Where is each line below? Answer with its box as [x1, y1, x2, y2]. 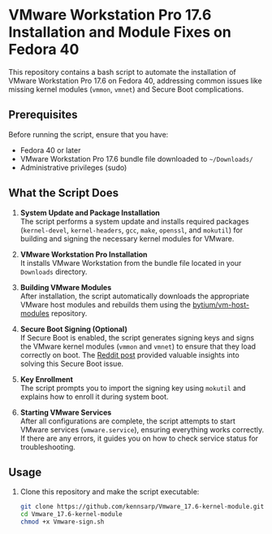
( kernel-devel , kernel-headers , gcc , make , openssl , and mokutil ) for [19, 225, 244, 235]
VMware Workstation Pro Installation [19, 250, 148, 259]
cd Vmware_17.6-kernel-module [19, 510, 123, 519]
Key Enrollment [19, 374, 73, 384]
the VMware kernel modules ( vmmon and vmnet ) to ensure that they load [19, 341, 257, 351]
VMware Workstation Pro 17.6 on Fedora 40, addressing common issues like [8, 76, 262, 85]
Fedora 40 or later [19, 145, 81, 155]
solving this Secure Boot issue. [19, 358, 124, 368]
